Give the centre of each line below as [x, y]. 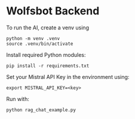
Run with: [18, 99]
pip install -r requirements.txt [48, 66]
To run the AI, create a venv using [48, 28]
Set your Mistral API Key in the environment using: [68, 77]
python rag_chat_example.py [41, 110]
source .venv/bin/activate [40, 44]
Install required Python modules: [46, 54]
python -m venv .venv [33, 38]
